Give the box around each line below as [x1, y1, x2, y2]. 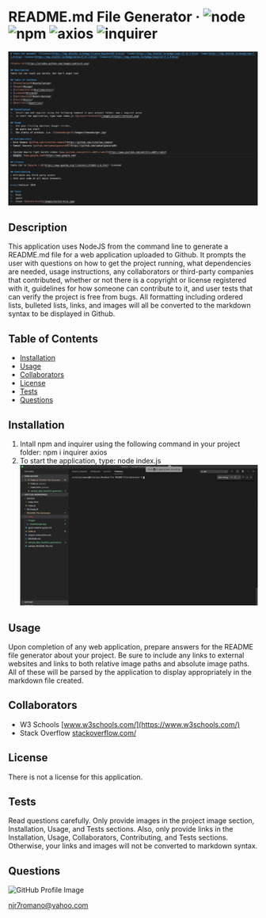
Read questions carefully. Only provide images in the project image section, [8, 816, 255, 825]
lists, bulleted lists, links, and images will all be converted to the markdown [8, 301, 251, 310]
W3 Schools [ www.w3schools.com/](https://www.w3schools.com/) [19, 719, 240, 729]
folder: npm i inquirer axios [19, 448, 108, 457]
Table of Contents [8, 332, 99, 345]
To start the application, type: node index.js [19, 455, 161, 465]
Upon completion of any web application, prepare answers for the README [8, 642, 254, 651]
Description [8, 220, 67, 234]
